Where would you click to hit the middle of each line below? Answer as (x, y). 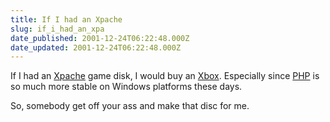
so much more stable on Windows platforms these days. (126, 87)
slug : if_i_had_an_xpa (57, 29)
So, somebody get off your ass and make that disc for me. (130, 106)
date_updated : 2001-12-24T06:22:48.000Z (96, 47)
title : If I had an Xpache (66, 19)
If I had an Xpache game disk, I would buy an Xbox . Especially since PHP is (165, 76)
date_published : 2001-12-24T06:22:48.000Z (100, 38)
